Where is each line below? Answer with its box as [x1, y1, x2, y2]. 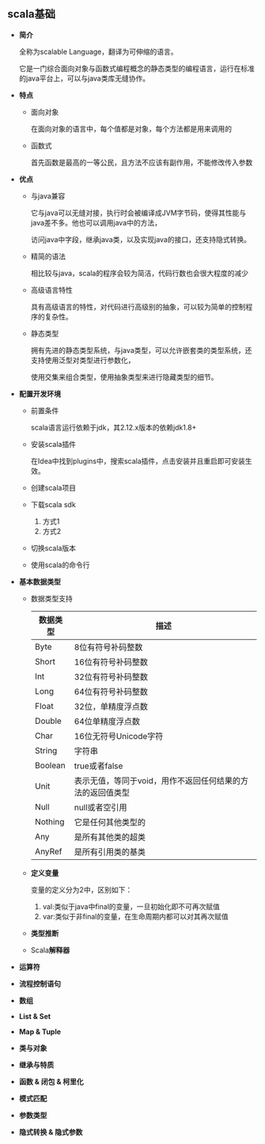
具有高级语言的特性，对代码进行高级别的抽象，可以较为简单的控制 [30, 301, 246, 311]
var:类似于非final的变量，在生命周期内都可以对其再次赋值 [42, 911, 229, 921]
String [34, 744, 58, 756]
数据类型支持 [30, 593, 73, 603]
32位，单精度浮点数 [74, 701, 148, 712]
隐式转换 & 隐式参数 [18, 1127, 83, 1137]
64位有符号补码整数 [74, 686, 148, 697]
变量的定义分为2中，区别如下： [30, 885, 133, 894]
